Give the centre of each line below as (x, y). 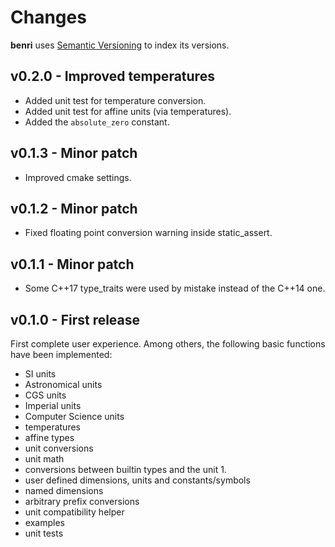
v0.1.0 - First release (75, 319)
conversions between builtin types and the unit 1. (125, 469)
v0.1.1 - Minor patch (72, 264)
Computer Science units (74, 416)
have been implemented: (61, 354)
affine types (49, 437)
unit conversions (59, 448)
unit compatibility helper (74, 512)
